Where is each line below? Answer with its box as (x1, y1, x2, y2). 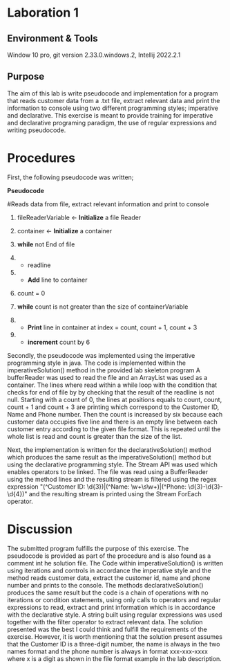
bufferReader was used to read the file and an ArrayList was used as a (7, 373, 208, 381)
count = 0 (17, 289, 46, 297)
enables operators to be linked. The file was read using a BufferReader (7, 467, 209, 476)
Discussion (7, 521, 73, 537)
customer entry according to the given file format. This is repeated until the (7, 424, 221, 433)
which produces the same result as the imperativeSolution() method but (7, 453, 212, 461)
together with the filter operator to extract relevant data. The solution (7, 617, 203, 626)
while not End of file (17, 240, 75, 248)
